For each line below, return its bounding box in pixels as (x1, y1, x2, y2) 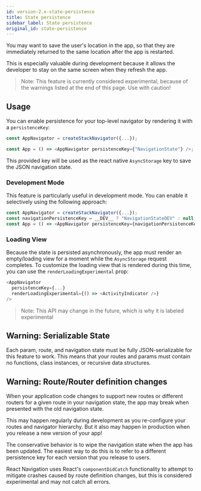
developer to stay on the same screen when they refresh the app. (6, 66, 167, 74)
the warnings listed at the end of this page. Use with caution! (20, 84, 171, 92)
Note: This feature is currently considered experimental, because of (20, 78, 188, 85)
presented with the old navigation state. (6, 405, 104, 413)
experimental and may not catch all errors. (6, 478, 111, 486)
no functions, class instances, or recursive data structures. (6, 359, 151, 366)
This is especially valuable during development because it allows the (6, 60, 175, 67)
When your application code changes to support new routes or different (6, 393, 184, 400)
